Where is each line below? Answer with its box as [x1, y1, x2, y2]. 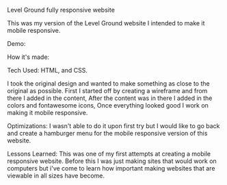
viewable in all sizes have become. [7, 171, 105, 180]
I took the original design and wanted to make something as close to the [7, 79, 210, 88]
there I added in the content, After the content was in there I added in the [7, 94, 213, 102]
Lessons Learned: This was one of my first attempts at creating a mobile [7, 150, 211, 158]
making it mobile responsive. [7, 109, 88, 116]
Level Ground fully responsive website [7, 6, 115, 14]
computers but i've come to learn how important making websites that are [7, 164, 215, 172]
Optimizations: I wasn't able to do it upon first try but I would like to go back [7, 122, 220, 129]
